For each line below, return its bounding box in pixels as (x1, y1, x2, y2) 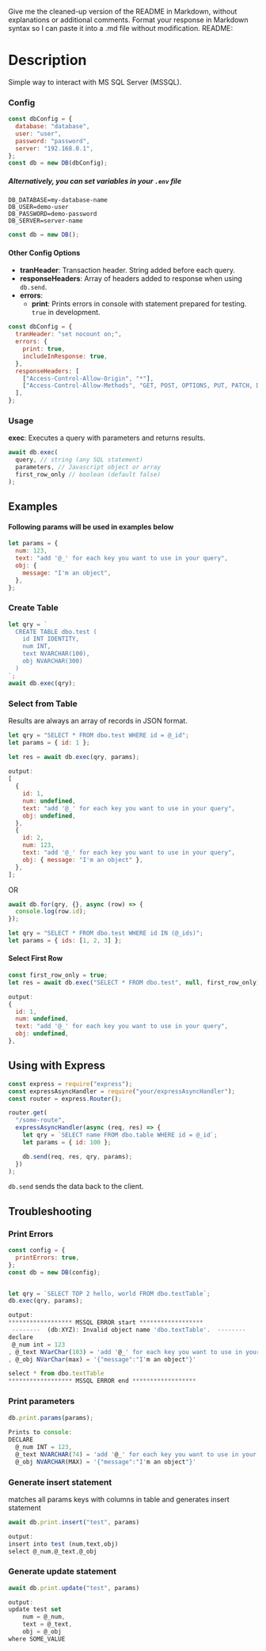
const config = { (8, 1247, 66, 1254)
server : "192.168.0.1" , (15, 144, 93, 153)
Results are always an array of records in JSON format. (8, 715, 188, 725)
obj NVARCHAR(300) (22, 657, 83, 666)
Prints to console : (8, 1429, 73, 1437)
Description (8, 51, 87, 70)
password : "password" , (15, 137, 90, 145)
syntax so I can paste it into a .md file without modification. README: (8, 24, 234, 32)
